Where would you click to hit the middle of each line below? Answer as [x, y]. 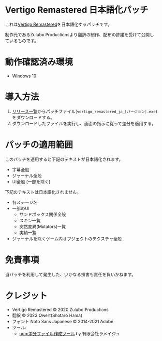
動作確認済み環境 [39, 62]
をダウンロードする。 [33, 117]
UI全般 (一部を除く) [31, 181]
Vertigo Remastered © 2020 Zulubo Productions [60, 309]
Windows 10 [24, 76]
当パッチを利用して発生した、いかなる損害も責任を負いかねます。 [71, 274]
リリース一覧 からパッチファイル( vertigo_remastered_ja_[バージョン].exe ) [84, 111]
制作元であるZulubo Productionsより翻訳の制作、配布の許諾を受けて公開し [80, 34]
